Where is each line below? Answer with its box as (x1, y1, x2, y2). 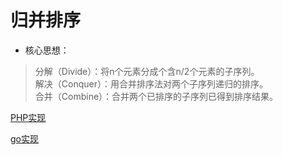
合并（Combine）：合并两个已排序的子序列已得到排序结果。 (34, 90, 279, 102)
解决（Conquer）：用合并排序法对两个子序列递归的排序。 (34, 77, 268, 90)
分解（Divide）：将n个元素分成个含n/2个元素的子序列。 (34, 65, 260, 77)
